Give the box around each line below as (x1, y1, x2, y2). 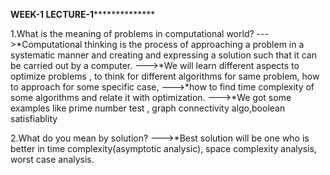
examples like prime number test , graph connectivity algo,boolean (10, 102, 286, 114)
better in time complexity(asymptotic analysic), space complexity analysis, (10, 143, 317, 154)
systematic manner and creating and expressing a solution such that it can (10, 49, 317, 61)
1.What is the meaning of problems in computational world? (10, 28, 255, 39)
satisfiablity (10, 113, 58, 124)
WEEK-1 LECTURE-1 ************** (10, 9, 156, 20)
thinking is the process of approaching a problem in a (84, 39, 305, 50)
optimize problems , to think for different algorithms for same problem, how (10, 70, 320, 82)
